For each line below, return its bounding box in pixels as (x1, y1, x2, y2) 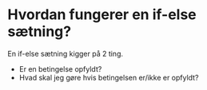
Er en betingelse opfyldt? (18, 64, 102, 73)
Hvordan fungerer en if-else (7, 6, 197, 24)
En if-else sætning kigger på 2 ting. (7, 49, 124, 58)
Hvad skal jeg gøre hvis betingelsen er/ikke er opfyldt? (18, 72, 199, 82)
